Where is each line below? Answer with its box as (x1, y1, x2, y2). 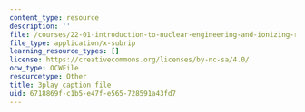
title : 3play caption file (9, 80, 112, 89)
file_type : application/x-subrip (9, 38, 136, 48)
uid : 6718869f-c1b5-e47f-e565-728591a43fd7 (9, 89, 177, 98)
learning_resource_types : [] (9, 47, 120, 56)
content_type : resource (9, 13, 100, 23)
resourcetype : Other (9, 72, 88, 81)
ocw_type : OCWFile (9, 64, 79, 73)
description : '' (9, 22, 71, 31)
